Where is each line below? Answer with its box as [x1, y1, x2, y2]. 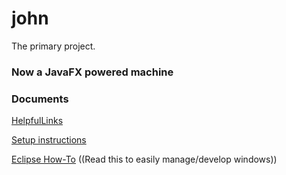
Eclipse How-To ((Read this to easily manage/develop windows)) [11, 153, 278, 166]
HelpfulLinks [11, 115, 64, 127]
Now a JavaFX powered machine [11, 65, 174, 79]
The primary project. [11, 40, 96, 52]
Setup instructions [11, 134, 87, 146]
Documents [11, 92, 69, 106]
